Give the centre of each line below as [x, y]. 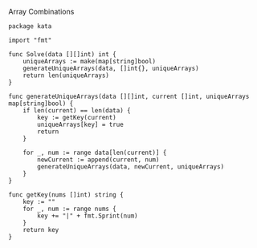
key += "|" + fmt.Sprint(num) [88, 216]
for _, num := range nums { [69, 209]
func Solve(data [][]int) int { [62, 55]
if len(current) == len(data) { [77, 111]
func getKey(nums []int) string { [66, 195]
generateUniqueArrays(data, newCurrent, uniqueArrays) [131, 167]
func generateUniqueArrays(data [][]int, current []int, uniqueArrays [129, 96]
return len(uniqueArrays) [66, 75]
